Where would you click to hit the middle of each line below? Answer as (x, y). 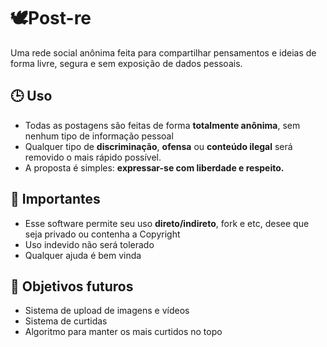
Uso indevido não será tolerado (89, 244)
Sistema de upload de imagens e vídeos (107, 311)
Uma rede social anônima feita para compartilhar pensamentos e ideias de (163, 52)
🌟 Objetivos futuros (72, 286)
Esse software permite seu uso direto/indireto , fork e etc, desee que (167, 223)
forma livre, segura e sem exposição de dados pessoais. (126, 63)
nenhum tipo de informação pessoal (99, 136)
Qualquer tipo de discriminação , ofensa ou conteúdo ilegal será (158, 146)
